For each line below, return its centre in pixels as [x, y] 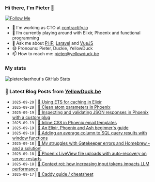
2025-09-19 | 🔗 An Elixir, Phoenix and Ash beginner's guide [70, 128]
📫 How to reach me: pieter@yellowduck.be [55, 54]
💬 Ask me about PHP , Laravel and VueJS [53, 43]
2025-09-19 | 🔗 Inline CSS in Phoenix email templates [64, 122]
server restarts [27, 158]
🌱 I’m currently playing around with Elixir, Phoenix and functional [76, 33]
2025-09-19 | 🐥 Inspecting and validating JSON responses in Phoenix [80, 112]
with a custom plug [31, 117]
